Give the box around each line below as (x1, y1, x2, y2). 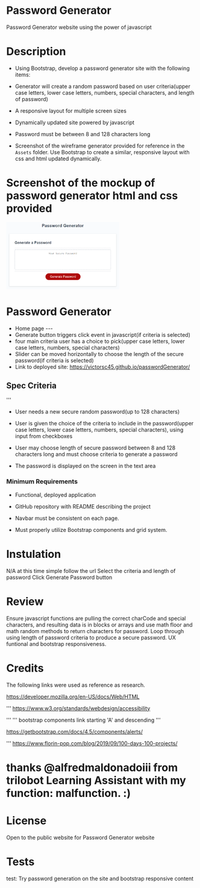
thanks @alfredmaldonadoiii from (6, 760, 178, 774)
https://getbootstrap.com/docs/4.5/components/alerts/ (6, 728, 143, 735)
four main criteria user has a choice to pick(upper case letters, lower (14, 337, 185, 345)
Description (6, 45, 66, 58)
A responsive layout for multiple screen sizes (14, 107, 127, 114)
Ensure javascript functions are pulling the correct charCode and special (6, 614, 186, 622)
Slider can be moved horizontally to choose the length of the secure (14, 350, 184, 357)
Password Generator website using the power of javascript (6, 23, 152, 31)
